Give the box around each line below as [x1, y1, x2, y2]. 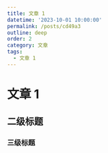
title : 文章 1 [7, 10, 46, 17]
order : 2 [7, 36, 32, 43]
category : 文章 [7, 42, 49, 49]
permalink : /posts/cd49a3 [7, 23, 81, 30]
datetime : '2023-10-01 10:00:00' [7, 16, 103, 23]
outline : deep [7, 29, 48, 36]
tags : [7, 49, 23, 56]
